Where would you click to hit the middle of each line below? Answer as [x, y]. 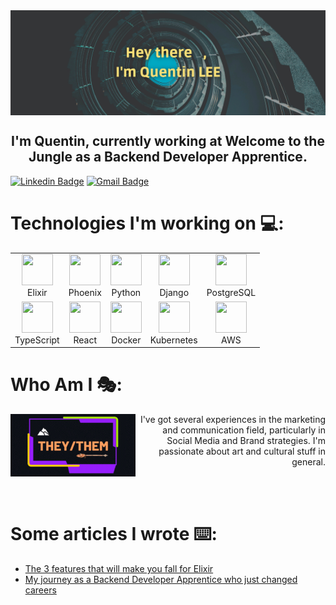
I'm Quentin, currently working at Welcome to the [168, 141]
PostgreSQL [231, 293]
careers [40, 590]
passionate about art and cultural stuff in [242, 451]
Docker [126, 340]
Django [174, 293]
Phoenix [85, 293]
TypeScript [37, 340]
